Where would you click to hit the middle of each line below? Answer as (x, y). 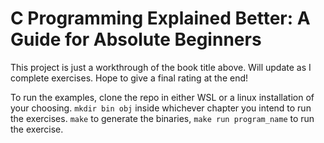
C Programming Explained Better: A (160, 18)
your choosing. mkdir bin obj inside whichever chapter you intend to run (161, 108)
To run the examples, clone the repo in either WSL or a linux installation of (162, 97)
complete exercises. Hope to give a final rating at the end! (129, 78)
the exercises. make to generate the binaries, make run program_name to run (162, 118)
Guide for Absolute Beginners (136, 39)
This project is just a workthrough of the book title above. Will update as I (161, 67)
